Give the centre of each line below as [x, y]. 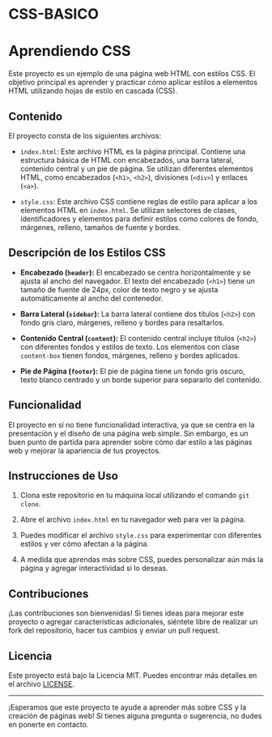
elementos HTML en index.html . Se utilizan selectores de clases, [128, 210]
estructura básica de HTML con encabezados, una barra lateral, [127, 160]
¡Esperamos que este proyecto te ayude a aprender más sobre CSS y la [127, 707]
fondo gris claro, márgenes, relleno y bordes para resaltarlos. [122, 322]
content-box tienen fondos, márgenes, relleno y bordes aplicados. [130, 355]
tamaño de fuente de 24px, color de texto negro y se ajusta [119, 289]
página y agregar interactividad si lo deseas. [94, 569]
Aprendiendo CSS [70, 51]
